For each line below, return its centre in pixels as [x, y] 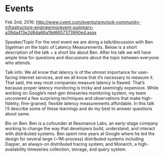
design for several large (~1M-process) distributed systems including [74, 139]
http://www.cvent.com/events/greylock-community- [88, 22]
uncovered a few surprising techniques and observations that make [73, 98]
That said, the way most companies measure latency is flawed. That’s [75, 82]
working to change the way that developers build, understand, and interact [80, 128]
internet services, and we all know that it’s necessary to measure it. [86, 77]
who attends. [18, 63]
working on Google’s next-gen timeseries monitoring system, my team [76, 93]
